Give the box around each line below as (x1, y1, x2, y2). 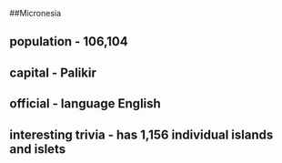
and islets (9, 141, 66, 157)
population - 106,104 (9, 34, 129, 49)
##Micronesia (9, 8, 62, 18)
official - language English (9, 96, 161, 112)
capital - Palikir (9, 65, 97, 80)
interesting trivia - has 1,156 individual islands (9, 127, 274, 142)
